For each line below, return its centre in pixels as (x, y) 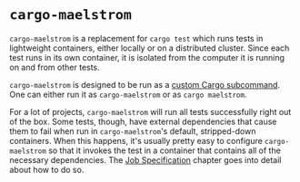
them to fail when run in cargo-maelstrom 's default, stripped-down (133, 131)
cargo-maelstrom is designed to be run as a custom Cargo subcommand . (145, 84)
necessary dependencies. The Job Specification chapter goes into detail (145, 159)
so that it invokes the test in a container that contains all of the (165, 150)
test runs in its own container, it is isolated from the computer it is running (147, 57)
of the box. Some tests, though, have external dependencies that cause (143, 121)
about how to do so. (47, 169)
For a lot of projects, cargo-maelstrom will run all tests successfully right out (150, 111)
